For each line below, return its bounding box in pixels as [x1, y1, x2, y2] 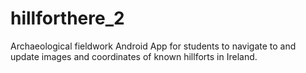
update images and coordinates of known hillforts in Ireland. [10, 50, 258, 62]
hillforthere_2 [10, 7, 125, 30]
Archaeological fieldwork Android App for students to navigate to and [10, 40, 297, 52]
